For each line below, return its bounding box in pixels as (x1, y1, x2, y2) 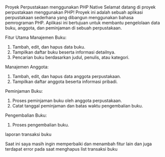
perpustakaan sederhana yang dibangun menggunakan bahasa (5, 15, 134, 20)
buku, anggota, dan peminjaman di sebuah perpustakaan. (5, 25, 122, 31)
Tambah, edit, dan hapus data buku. (12, 44, 86, 50)
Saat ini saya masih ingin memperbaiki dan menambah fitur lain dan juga (5, 141, 152, 147)
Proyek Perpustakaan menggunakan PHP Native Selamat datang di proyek (5, 4, 156, 10)
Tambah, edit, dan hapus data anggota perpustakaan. (12, 74, 122, 79)
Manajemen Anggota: (5, 64, 49, 70)
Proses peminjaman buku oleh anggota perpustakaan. (12, 98, 122, 104)
